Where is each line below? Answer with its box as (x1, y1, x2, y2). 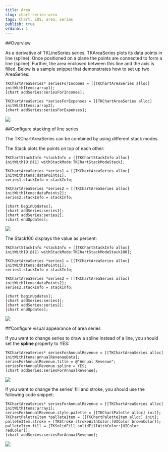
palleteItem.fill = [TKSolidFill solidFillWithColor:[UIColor (5, 424, 139, 429)
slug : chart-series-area (5, 12, 58, 17)
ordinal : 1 (5, 26, 28, 31)
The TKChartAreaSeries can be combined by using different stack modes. (5, 136, 159, 142)
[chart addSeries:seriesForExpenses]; (5, 108, 87, 113)
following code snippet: (5, 392, 54, 398)
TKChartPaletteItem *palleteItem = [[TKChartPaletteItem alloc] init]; (5, 415, 159, 420)
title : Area (5, 7, 30, 13)
